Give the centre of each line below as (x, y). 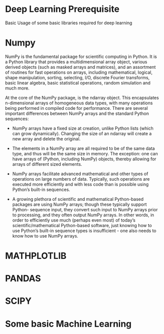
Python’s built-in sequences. (41, 190)
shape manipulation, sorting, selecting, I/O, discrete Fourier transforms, (77, 77)
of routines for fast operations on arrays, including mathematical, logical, (79, 72)
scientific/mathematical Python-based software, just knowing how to (82, 225)
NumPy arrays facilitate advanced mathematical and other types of (80, 174)
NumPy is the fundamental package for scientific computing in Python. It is (81, 56)
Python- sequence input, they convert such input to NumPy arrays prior (85, 209)
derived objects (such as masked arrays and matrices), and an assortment (81, 67)
